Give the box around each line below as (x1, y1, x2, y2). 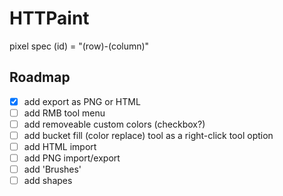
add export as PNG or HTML (23, 95, 141, 107)
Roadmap (9, 69, 71, 86)
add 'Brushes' (23, 163, 82, 176)
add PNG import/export (23, 152, 121, 164)
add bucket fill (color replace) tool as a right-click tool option (23, 129, 274, 141)
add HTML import (23, 141, 97, 152)
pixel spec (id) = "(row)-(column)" (9, 40, 150, 52)
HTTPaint (9, 7, 90, 30)
